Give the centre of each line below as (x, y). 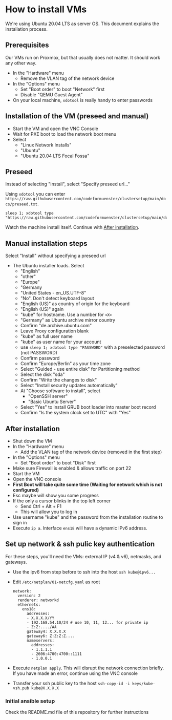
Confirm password (40, 358)
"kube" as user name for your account (61, 342)
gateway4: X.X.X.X (46, 631)
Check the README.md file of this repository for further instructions (77, 712)
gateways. (16, 562)
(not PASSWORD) (39, 353)
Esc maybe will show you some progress (56, 495)
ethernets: (29, 605)
